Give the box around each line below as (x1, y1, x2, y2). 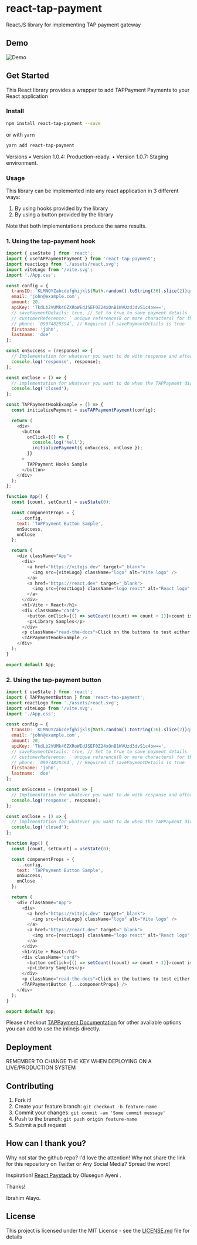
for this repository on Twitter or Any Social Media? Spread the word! (6, 1160, 171, 1167)
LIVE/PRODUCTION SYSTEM (6, 1064, 76, 1071)
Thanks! (6, 1183, 26, 1190)
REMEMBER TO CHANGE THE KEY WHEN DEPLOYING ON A (6, 1058, 152, 1065)
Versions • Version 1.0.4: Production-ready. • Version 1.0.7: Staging (6, 153, 168, 160)
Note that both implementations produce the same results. (6, 222, 147, 229)
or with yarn (6, 131, 35, 138)
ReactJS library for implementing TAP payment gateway (6, 21, 141, 28)
